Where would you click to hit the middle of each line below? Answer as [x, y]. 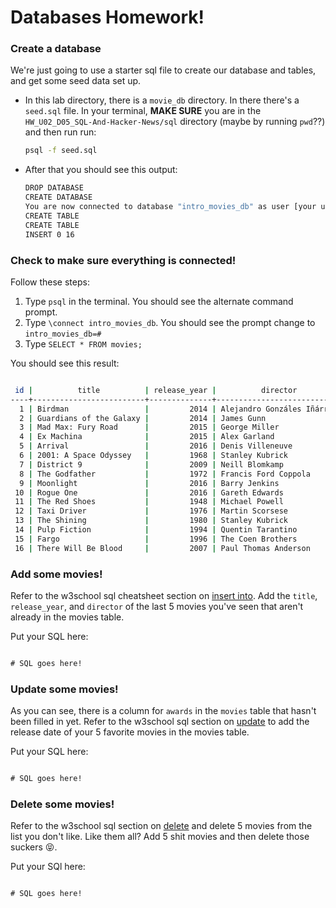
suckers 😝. [34, 847]
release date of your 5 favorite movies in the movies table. [130, 732]
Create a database [56, 49]
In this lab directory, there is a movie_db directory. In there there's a [162, 100]
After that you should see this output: [101, 170]
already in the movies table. [67, 617]
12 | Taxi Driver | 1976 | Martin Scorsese [151, 511]
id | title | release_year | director [156, 390]
